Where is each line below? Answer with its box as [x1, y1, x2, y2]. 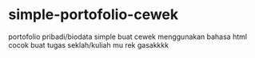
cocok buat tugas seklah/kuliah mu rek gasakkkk [8, 40, 169, 49]
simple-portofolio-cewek [8, 6, 179, 24]
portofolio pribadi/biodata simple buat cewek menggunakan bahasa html [8, 32, 248, 41]
